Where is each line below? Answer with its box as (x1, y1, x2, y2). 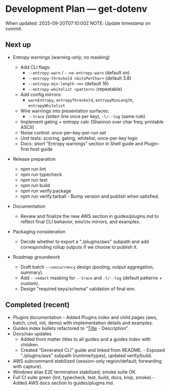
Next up (5, 41, 31, 49)
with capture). (12, 363, 43, 369)
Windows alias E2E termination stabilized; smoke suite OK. (12, 368, 137, 375)
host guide (30, 146, 53, 152)
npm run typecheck (20, 171, 62, 177)
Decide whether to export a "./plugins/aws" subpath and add (20, 238, 149, 245)
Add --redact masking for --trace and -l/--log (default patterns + (20, 274, 163, 281)
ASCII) (20, 124, 34, 130)
